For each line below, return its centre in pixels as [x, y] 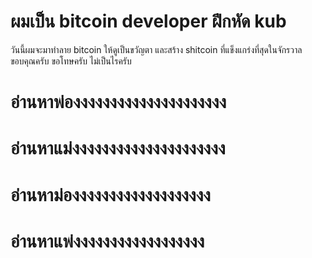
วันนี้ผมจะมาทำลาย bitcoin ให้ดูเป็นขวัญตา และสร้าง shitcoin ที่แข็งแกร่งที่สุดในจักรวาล [156, 49]
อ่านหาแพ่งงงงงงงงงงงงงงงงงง [107, 241]
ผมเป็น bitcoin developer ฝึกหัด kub [148, 21]
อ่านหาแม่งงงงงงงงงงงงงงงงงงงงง [118, 148]
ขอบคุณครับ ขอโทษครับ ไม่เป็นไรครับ [71, 61]
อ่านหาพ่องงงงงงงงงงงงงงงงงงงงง [118, 102]
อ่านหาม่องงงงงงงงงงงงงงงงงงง [111, 194]
